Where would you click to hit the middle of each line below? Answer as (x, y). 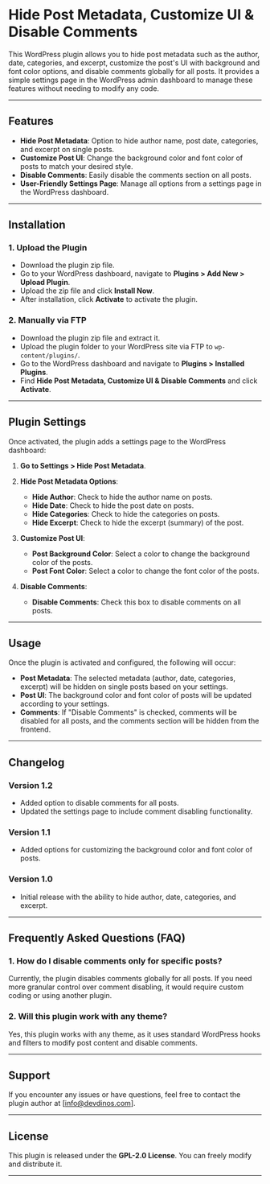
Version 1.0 (31, 879)
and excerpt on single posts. (67, 149)
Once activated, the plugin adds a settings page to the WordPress (117, 441)
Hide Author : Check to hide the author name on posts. (122, 497)
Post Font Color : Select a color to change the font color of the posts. (145, 571)
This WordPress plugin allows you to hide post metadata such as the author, (134, 54)
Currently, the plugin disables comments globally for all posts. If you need (130, 979)
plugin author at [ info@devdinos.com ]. (72, 1104)
